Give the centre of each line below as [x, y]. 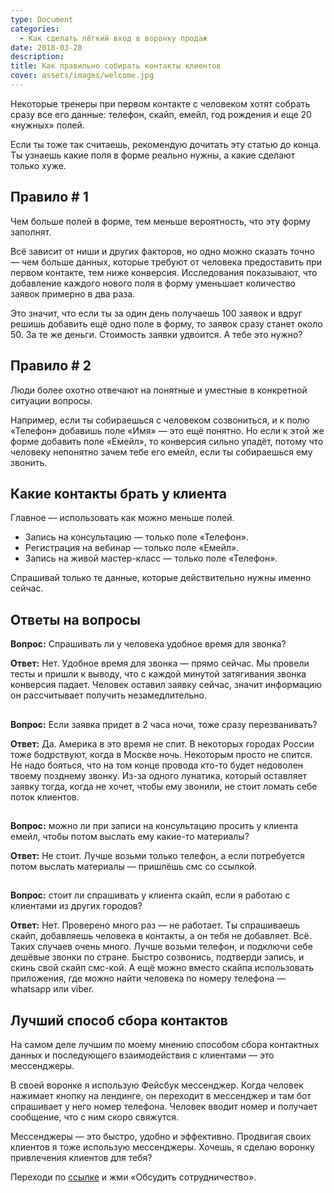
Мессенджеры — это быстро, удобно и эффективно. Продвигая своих [161, 1137]
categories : [35, 29]
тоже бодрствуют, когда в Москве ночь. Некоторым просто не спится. [161, 754]
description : [37, 57]
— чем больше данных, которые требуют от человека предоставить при [166, 262]
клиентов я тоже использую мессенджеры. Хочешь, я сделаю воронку [162, 1147]
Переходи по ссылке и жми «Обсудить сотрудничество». [133, 1177]
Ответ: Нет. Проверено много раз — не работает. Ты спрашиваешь [155, 925]
